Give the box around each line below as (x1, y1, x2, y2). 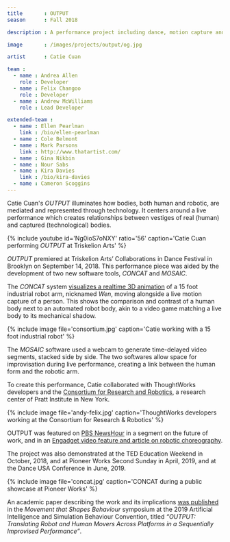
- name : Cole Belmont (13, 136, 78, 143)
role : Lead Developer (19, 104, 84, 111)
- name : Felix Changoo (13, 85, 81, 92)
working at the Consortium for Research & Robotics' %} (7, 415, 164, 423)
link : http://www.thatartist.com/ (19, 148, 121, 155)
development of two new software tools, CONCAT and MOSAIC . (7, 269, 188, 278)
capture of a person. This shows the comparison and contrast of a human (7, 297, 215, 305)
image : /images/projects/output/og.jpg (7, 41, 142, 48)
